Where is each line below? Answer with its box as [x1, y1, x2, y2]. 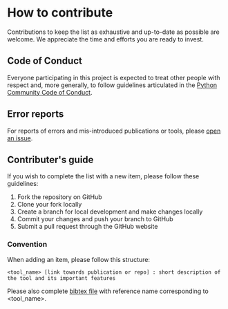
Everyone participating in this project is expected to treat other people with [7, 73, 220, 82]
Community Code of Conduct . [7, 88, 93, 96]
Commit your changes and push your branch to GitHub [17, 215, 174, 223]
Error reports [7, 109, 64, 120]
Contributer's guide [7, 153, 94, 165]
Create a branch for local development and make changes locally [17, 207, 203, 216]
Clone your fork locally [17, 200, 82, 209]
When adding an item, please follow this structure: [7, 255, 151, 263]
